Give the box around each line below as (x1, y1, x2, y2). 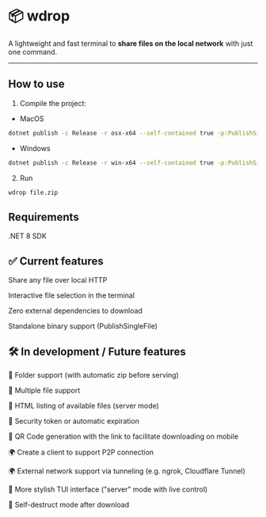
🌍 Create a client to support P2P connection (8, 447, 154, 457)
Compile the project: (19, 98, 87, 108)
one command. (8, 47, 58, 56)
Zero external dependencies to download (8, 306, 142, 315)
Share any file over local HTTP (8, 276, 108, 284)
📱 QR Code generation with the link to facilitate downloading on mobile (8, 431, 239, 441)
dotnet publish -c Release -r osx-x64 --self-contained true (8, 129, 215, 137)
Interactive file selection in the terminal (8, 291, 135, 300)
